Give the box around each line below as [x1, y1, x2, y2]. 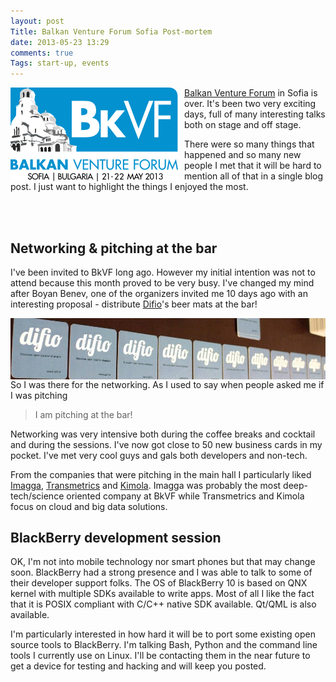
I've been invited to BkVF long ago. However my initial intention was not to [10, 266, 316, 278]
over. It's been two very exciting [184, 98, 317, 110]
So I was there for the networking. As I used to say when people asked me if [10, 378, 325, 390]
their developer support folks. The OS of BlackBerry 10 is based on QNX [10, 577, 308, 589]
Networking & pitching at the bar [10, 240, 218, 257]
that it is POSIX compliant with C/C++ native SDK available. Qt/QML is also [10, 598, 317, 610]
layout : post [10, 16, 65, 26]
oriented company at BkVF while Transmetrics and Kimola [66, 490, 305, 502]
